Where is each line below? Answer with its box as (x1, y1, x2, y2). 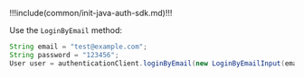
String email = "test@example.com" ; (9, 42, 147, 51)
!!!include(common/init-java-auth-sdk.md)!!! (9, 8, 173, 18)
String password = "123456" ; (9, 50, 119, 59)
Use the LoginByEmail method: (9, 25, 123, 35)
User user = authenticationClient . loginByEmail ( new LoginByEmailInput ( (9, 58, 285, 68)
